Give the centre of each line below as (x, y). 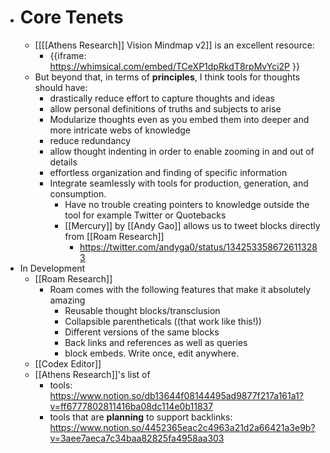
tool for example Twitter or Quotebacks (145, 215)
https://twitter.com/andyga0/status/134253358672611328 (198, 247)
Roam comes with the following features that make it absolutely (180, 289)
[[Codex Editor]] (68, 363)
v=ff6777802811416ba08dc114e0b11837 (131, 406)
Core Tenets (71, 17)
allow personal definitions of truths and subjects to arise (165, 108)
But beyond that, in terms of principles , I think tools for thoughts (167, 77)
